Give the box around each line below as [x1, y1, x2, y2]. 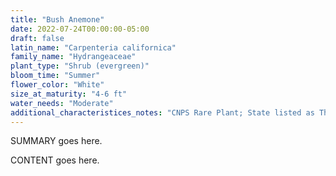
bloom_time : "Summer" [10, 71, 101, 81]
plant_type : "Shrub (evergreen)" [10, 61, 150, 71]
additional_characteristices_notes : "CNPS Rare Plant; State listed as [10, 107, 315, 118]
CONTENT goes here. [10, 154, 100, 166]
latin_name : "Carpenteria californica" [10, 42, 177, 53]
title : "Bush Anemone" [10, 14, 105, 25]
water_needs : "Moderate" [10, 98, 114, 108]
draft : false [10, 33, 65, 43]
